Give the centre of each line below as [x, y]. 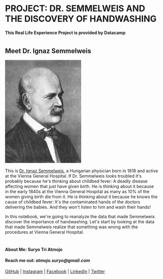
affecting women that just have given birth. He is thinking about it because [80, 186]
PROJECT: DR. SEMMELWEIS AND [75, 9]
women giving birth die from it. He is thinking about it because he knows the [81, 197]
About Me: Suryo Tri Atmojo [34, 249]
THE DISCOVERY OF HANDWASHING [81, 19]
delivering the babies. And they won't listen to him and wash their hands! [78, 207]
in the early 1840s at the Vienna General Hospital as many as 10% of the [77, 192]
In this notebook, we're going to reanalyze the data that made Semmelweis [80, 217]
